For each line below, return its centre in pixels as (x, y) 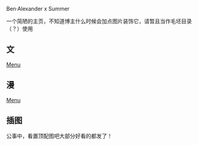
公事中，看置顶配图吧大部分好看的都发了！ (59, 136)
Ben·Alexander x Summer (38, 9)
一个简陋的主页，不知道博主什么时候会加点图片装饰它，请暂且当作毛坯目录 (99, 21)
